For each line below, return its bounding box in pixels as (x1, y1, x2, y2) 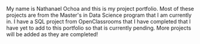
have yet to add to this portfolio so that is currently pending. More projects (6, 24, 192, 31)
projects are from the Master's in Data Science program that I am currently (6, 11, 192, 19)
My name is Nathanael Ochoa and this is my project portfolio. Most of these (6, 5, 195, 12)
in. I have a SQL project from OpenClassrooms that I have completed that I (6, 18, 192, 25)
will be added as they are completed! (6, 31, 98, 38)
